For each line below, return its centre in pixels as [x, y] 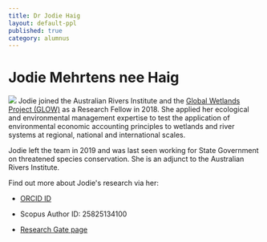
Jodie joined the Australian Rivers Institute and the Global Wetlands [129, 101]
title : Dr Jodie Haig [44, 16]
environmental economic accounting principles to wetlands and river [121, 127]
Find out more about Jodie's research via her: [83, 183]
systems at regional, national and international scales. [97, 135]
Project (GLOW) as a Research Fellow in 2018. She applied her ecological [129, 110]
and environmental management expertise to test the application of [119, 118]
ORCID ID [36, 199]
